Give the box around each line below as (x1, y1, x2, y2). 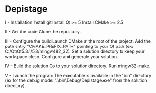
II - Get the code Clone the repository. (5, 29, 81, 34)
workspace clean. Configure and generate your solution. (5, 53, 118, 59)
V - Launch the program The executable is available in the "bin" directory (5, 72, 152, 78)
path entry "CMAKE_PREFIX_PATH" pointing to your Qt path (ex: (5, 43, 134, 49)
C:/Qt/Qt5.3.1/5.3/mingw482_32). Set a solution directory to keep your (5, 48, 145, 54)
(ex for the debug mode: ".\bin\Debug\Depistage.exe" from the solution (5, 77, 147, 83)
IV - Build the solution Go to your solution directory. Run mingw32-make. (5, 63, 151, 69)
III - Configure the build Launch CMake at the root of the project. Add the (5, 38, 151, 44)
